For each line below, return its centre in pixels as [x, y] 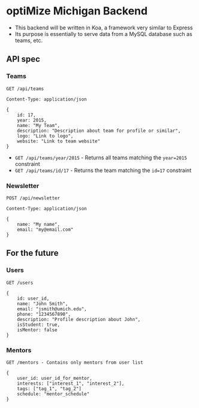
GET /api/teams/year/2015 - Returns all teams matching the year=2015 [101, 158]
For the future [32, 253]
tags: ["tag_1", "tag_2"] [49, 389]
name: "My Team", [39, 125]
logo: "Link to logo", [45, 136]
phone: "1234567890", [44, 314]
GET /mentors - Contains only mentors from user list [75, 362]
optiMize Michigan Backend [77, 11]
